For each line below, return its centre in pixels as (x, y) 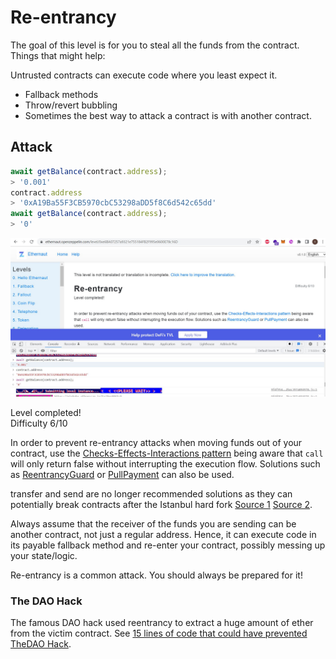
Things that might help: (58, 55)
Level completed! (46, 412)
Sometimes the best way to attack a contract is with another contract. (168, 115)
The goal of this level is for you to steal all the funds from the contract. (155, 45)
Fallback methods (61, 94)
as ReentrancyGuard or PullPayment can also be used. (122, 474)
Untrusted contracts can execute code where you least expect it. (144, 75)
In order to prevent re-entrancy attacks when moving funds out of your (156, 442)
